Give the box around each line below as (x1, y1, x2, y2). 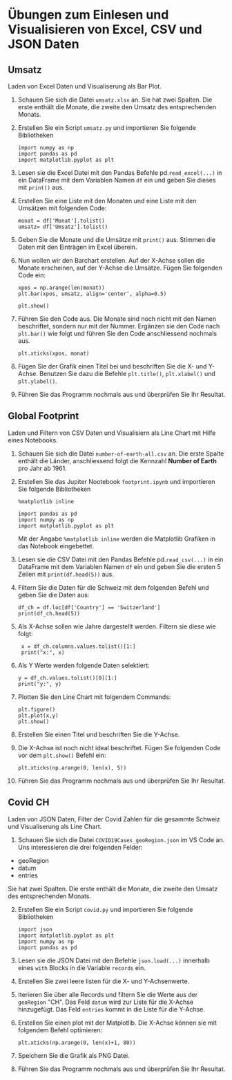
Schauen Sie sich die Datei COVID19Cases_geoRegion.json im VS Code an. (17, 835, 225, 844)
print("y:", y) (17, 680, 62, 687)
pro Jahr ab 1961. (17, 464, 68, 472)
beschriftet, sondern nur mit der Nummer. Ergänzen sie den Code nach (17, 322, 220, 330)
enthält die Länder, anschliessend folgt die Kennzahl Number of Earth (17, 456, 217, 465)
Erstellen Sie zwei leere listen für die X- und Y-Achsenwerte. (17, 977, 190, 985)
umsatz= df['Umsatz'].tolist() (17, 223, 108, 230)
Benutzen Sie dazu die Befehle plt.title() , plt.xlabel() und (39, 370, 216, 378)
